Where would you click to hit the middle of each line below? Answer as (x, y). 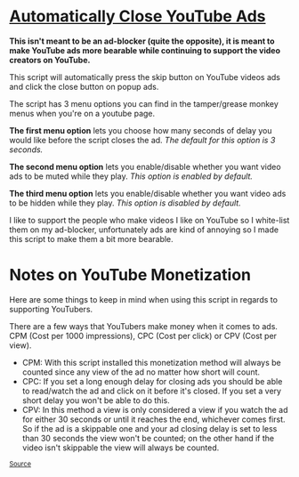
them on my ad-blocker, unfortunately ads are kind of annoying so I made (144, 230)
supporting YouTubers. (51, 309)
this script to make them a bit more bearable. (91, 238)
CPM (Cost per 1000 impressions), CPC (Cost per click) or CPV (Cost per (143, 336)
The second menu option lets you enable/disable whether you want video (145, 166)
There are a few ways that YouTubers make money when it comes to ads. (144, 326)
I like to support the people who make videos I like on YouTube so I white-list (149, 220)
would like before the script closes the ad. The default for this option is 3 (142, 140)
